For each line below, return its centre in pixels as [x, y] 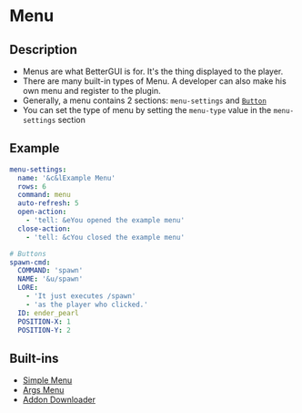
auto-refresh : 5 [48, 203]
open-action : [42, 212]
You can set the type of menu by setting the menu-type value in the [147, 110]
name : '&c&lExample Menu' [67, 178]
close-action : [44, 229]
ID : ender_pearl [48, 313]
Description [43, 50]
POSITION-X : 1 [44, 321]
